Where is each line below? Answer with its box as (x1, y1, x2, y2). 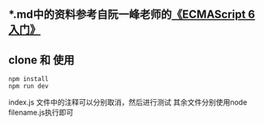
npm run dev (8, 82, 49, 91)
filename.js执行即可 (8, 108, 74, 118)
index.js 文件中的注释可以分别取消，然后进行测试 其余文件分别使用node (8, 97, 248, 107)
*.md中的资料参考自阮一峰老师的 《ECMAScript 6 (8, 7, 256, 22)
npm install (8, 75, 49, 84)
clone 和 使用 (8, 53, 75, 67)
